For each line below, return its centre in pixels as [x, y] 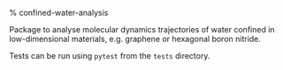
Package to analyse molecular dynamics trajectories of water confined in [142, 29]
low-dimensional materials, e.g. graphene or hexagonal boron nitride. [135, 39]
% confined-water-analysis [59, 13]
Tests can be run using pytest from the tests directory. [110, 56]
